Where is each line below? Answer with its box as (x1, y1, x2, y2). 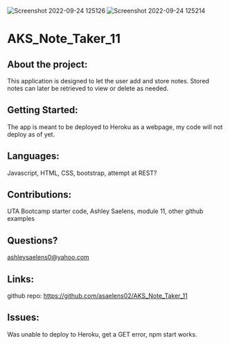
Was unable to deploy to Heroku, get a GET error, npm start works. (7, 330, 197, 338)
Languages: (7, 150, 60, 162)
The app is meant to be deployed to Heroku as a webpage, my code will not (7, 122, 223, 131)
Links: (7, 273, 35, 285)
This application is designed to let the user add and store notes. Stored (7, 77, 210, 85)
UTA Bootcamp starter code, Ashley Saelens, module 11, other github (7, 207, 204, 215)
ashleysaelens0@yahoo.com (7, 253, 90, 262)
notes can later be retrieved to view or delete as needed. (7, 84, 169, 92)
